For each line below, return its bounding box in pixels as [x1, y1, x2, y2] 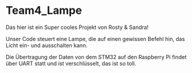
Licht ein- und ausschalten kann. [5, 42, 87, 49]
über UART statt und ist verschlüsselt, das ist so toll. [5, 60, 137, 67]
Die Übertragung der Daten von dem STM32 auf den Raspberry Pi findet [5, 53, 187, 60]
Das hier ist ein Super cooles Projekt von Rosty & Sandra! [5, 24, 149, 31]
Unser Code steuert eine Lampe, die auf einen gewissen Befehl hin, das [5, 35, 185, 42]
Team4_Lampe [5, 4, 83, 17]
